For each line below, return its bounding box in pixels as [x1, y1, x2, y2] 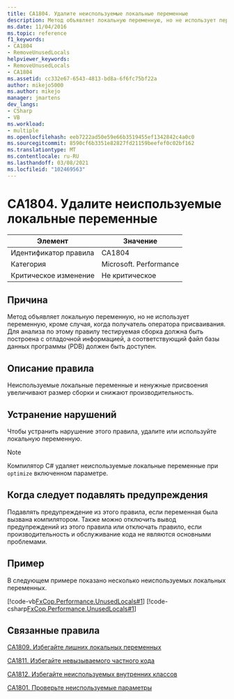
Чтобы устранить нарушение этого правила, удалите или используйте [7, 427, 217, 435]
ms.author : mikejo [7, 88, 61, 95]
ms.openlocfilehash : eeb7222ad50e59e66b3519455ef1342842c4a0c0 [7, 133, 195, 140]
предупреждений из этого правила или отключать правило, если [7, 523, 202, 531]
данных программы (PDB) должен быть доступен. [7, 343, 157, 351]
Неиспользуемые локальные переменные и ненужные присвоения [7, 381, 208, 389]
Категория [10, 259, 47, 269]
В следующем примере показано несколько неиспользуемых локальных [7, 576, 226, 585]
